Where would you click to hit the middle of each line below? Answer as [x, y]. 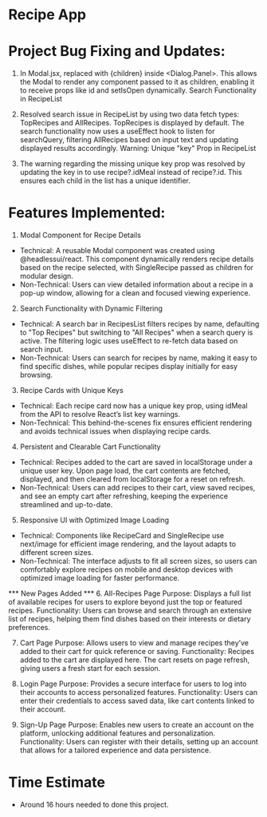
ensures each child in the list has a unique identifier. [105, 180]
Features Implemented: [87, 213]
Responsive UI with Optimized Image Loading [94, 520]
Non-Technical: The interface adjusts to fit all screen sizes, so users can [138, 561]
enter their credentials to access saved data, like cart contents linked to [137, 701]
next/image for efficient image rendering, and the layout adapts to [128, 544]
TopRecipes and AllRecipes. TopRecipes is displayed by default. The [132, 123]
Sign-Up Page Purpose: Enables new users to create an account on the [137, 725]
